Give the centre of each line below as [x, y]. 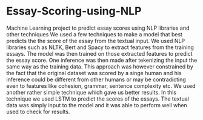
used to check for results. [38, 112]
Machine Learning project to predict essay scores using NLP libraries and [98, 28]
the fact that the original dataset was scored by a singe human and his [94, 73]
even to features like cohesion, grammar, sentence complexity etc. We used [101, 85]
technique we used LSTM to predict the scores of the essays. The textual [98, 99]
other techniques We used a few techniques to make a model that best [95, 34]
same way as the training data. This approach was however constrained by [100, 66]
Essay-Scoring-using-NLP [74, 11]
